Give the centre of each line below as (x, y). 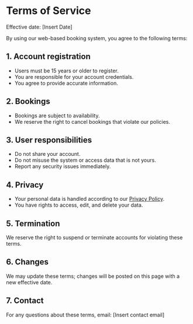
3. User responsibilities (49, 140)
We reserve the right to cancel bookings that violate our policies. (92, 121)
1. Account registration (48, 57)
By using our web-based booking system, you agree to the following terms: (97, 38)
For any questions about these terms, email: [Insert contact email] (85, 315)
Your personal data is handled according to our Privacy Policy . (89, 199)
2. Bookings (28, 101)
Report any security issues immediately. (63, 166)
